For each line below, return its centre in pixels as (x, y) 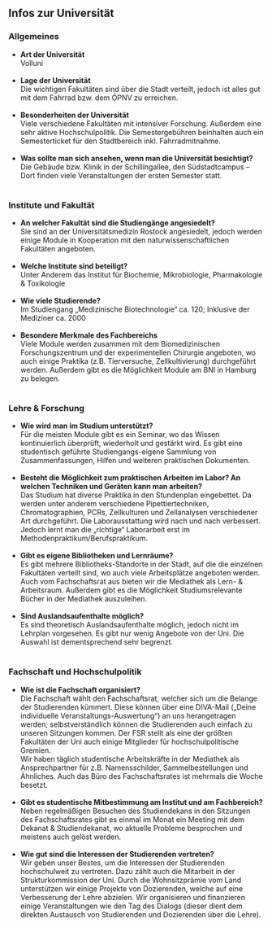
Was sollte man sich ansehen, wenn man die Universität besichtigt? (136, 158)
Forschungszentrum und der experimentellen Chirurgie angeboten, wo (138, 352)
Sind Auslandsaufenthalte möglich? (82, 616)
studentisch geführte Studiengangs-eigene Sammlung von (118, 452)
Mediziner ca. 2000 (53, 317)
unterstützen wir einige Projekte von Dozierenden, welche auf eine (132, 888)
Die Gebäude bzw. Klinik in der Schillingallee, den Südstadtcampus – (135, 167)
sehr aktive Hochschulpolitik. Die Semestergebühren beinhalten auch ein (142, 132)
